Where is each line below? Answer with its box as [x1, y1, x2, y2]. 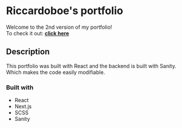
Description [6, 47, 50, 57]
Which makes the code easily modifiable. [6, 69, 105, 76]
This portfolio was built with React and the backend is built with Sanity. [6, 62, 177, 69]
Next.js [14, 103, 32, 110]
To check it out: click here [6, 29, 69, 36]
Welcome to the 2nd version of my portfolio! [6, 23, 112, 31]
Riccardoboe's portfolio [6, 4, 123, 18]
